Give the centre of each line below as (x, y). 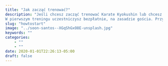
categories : (17, 38)
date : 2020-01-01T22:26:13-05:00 (40, 51)
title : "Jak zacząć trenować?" (38, 10)
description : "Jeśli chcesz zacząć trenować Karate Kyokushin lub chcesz (84, 14)
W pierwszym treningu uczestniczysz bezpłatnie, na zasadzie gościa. (79, 19)
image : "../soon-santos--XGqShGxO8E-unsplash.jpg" (59, 28)
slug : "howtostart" (25, 24)
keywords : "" (19, 33)
